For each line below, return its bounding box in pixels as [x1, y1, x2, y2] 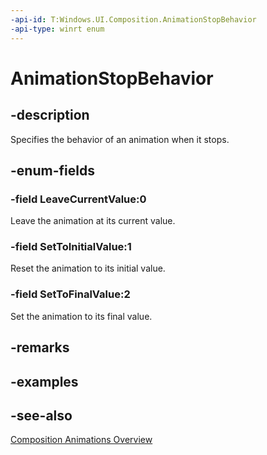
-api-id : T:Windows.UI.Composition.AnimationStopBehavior [10, 14, 257, 25]
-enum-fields [10, 162, 95, 179]
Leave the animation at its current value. [10, 215, 176, 227]
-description [10, 107, 90, 124]
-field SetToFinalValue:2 [10, 287, 131, 301]
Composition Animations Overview [10, 434, 153, 446]
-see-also [10, 407, 73, 424]
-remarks [10, 339, 70, 356]
